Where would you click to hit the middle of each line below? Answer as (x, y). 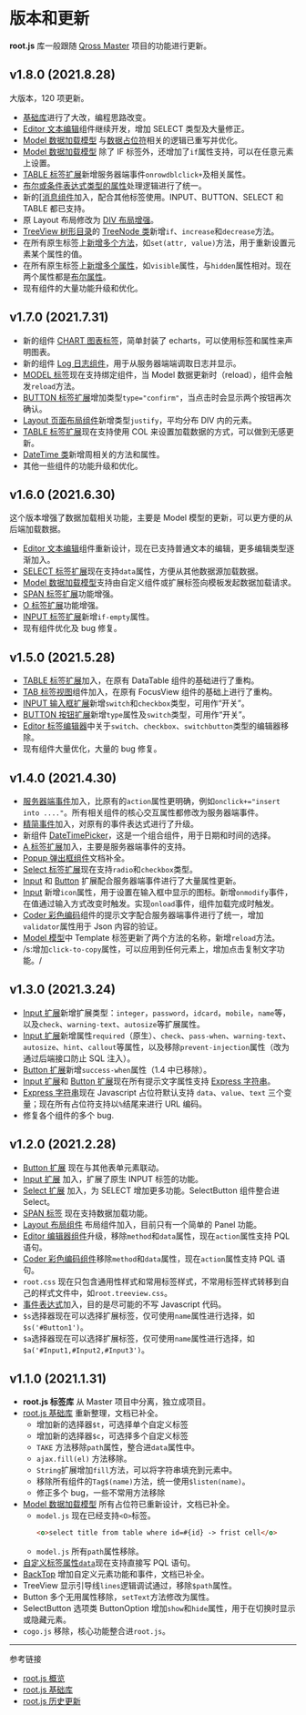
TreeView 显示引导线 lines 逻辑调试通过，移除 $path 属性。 (129, 1586)
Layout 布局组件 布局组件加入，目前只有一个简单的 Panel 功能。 (142, 1224)
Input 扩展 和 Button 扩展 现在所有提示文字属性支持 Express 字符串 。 (149, 1081)
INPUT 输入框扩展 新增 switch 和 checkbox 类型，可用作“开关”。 (136, 703)
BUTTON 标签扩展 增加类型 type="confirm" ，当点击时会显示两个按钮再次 (157, 397)
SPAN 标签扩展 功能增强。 (70, 594)
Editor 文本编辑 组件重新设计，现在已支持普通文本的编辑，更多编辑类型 (154, 548)
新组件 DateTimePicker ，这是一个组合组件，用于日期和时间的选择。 (149, 835)
